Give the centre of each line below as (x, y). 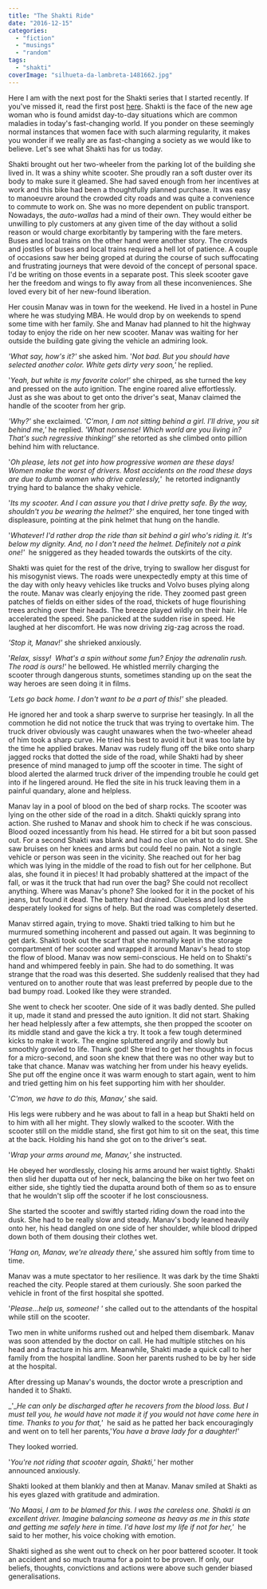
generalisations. (35, 1576)
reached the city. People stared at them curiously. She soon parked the (125, 1284)
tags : (17, 61)
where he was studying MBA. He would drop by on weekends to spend (125, 315)
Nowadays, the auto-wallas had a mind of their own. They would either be (130, 215)
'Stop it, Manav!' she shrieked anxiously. (75, 642)
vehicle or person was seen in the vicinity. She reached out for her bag (124, 857)
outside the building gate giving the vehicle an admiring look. (108, 341)
